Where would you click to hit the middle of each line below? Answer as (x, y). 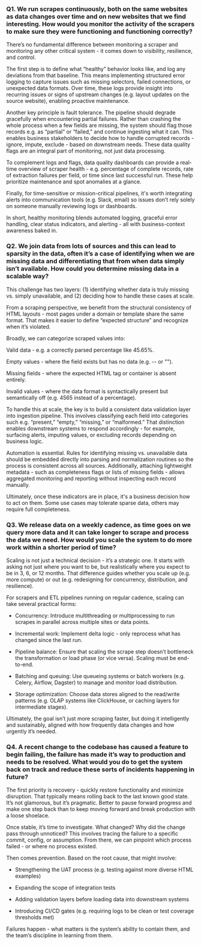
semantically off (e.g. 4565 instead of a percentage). (71, 397)
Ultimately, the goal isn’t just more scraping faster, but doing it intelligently (98, 718)
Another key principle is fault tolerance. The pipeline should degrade (91, 112)
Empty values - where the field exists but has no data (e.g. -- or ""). (90, 361)
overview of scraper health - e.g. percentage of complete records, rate (106, 169)
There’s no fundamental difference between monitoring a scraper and (92, 44)
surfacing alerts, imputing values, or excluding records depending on (91, 435)
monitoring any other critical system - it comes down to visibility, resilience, (100, 51)
